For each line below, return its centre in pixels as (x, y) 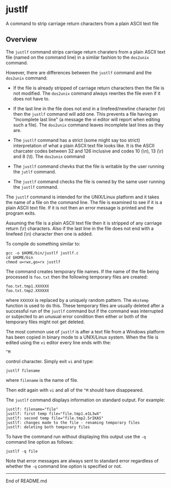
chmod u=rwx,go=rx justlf (33, 262)
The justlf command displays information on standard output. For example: (85, 400)
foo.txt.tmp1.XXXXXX (28, 286)
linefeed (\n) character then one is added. (49, 234)
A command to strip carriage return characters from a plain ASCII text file (82, 23)
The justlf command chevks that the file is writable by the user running (89, 166)
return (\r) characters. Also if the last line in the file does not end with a (80, 228)
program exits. (21, 213)
